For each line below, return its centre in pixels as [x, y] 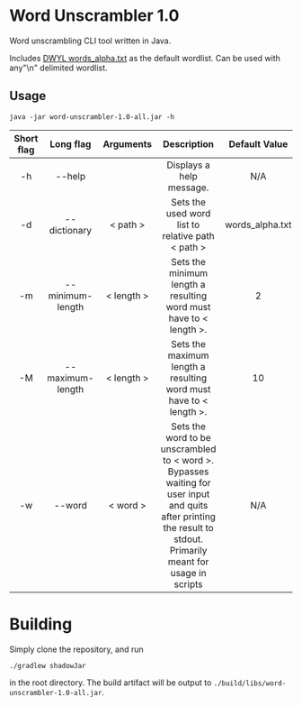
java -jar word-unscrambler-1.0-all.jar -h [92, 117]
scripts [188, 584]
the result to [188, 527]
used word [188, 213]
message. [188, 188]
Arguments [128, 143]
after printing [188, 517]
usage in [188, 573]
